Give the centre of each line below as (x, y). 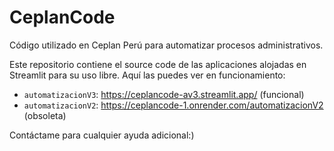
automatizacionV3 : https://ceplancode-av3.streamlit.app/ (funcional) (164, 94)
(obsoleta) (45, 115)
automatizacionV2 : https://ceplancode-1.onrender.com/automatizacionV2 (173, 105)
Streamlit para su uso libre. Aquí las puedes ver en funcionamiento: (147, 75)
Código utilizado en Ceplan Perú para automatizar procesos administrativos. (166, 45)
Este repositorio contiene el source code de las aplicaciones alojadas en (158, 64)
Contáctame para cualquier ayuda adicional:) (102, 135)
